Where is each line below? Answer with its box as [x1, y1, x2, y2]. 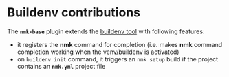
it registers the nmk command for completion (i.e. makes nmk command [17, 40, 223, 48]
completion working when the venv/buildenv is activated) [17, 48, 179, 56]
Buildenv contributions [7, 5, 141, 20]
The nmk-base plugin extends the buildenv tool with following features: [7, 27, 205, 35]
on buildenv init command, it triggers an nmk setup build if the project [17, 55, 219, 63]
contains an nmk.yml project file [17, 62, 106, 70]
